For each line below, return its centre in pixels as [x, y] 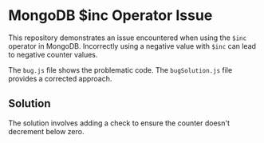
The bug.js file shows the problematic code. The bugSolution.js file [120, 70]
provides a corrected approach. [60, 78]
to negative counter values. [53, 54]
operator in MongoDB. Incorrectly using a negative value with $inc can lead [132, 46]
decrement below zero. [46, 131]
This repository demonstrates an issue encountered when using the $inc [128, 38]
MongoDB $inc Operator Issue [110, 16]
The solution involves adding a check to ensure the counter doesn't [119, 123]
